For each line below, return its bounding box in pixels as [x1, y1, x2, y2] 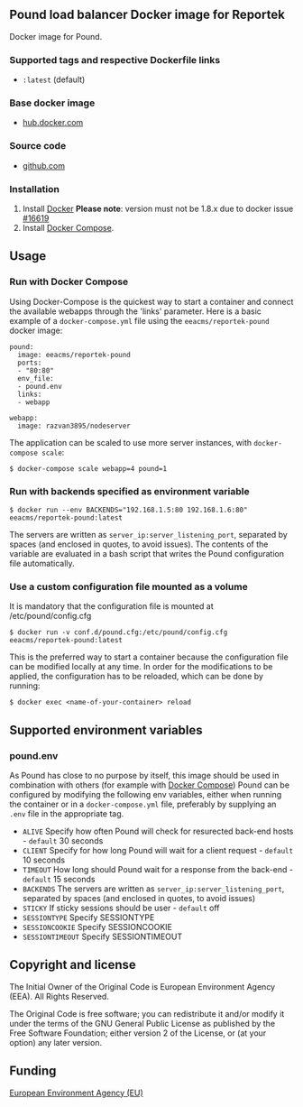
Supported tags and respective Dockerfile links [9, 53, 221, 66]
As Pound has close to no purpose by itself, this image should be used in [9, 770, 280, 780]
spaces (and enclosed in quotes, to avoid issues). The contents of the [9, 539, 269, 549]
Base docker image [9, 97, 96, 109]
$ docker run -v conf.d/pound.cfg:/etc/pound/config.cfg [9, 628, 228, 637]
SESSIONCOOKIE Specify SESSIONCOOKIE [22, 921, 173, 932]
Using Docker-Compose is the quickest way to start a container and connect [9, 296, 294, 307]
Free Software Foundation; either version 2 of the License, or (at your [9, 1028, 267, 1038]
